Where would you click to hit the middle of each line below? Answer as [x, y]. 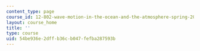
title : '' [18, 28]
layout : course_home [32, 22]
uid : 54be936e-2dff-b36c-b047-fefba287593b [61, 39]
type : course [22, 33]
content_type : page [30, 11]
